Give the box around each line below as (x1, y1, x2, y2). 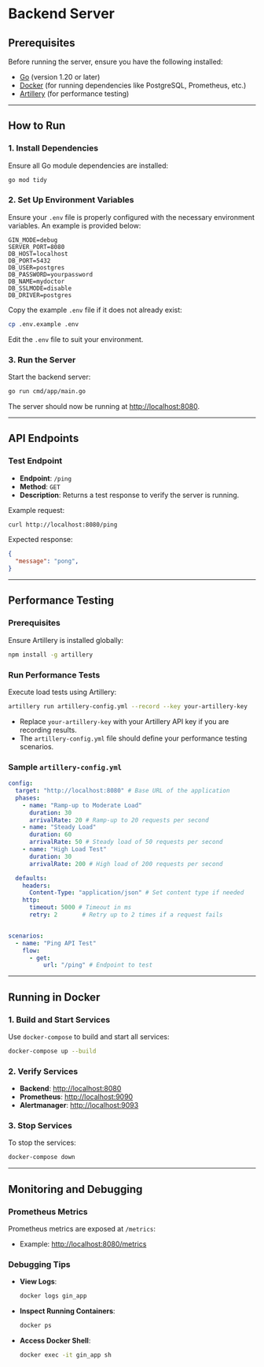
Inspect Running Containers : (19, 1306, 115, 1316)
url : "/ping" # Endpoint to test (42, 961, 153, 969)
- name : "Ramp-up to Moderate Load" (22, 801, 143, 809)
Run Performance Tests (8, 669, 101, 680)
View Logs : (19, 1277, 57, 1287)
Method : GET (19, 481, 60, 491)
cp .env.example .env (8, 320, 79, 328)
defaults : (15, 874, 47, 882)
